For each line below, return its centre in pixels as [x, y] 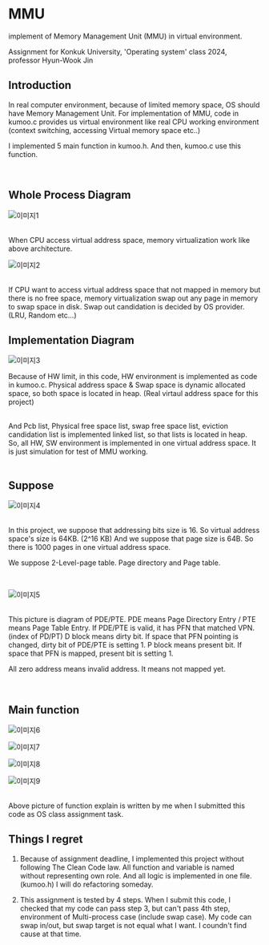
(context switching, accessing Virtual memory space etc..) [104, 130]
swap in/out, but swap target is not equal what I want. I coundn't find [133, 925]
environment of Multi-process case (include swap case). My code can [136, 917]
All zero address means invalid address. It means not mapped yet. [117, 669]
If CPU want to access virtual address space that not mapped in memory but [134, 289]
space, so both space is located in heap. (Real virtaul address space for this [133, 394]
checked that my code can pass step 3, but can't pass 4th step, [125, 908]
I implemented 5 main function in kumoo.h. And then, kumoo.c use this [125, 146]
